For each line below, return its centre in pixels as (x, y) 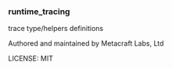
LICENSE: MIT (30, 59)
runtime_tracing (39, 12)
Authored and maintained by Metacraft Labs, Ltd (86, 43)
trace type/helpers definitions (56, 29)
